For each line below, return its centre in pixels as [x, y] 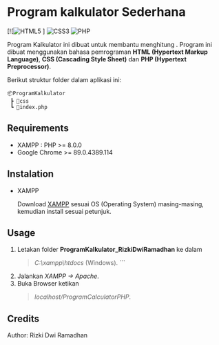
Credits [23, 318]
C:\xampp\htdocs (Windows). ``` [80, 263]
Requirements [38, 128]
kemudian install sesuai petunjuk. [64, 211]
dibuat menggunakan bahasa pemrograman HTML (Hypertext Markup [107, 52]
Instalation [30, 174]
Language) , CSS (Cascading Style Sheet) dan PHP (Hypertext [97, 59]
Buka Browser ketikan [48, 284]
